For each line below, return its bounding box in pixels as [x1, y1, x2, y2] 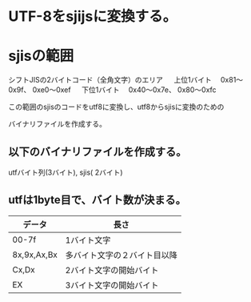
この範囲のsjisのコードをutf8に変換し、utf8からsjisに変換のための [8, 102, 225, 112]
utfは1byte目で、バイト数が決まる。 [8, 193, 186, 207]
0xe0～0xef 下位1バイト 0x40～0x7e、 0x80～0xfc [32, 85, 217, 95]
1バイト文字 [65, 234, 111, 245]
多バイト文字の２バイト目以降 [65, 249, 178, 260]
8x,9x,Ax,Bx [12, 249, 58, 260]
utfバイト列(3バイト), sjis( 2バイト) [8, 167, 123, 177]
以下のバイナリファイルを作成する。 [8, 145, 187, 159]
